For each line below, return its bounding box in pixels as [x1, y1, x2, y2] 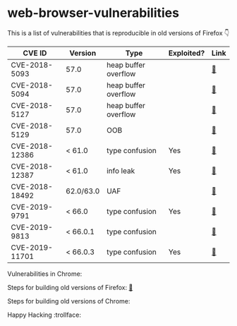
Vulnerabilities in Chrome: [7, 270, 83, 278]
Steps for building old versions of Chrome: [7, 296, 130, 305]
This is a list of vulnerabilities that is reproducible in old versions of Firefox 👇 [7, 28, 230, 37]
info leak [107, 166, 135, 176]
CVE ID [23, 48, 47, 58]
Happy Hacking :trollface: [7, 310, 81, 319]
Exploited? [168, 48, 205, 58]
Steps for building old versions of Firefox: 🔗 [7, 283, 133, 291]
